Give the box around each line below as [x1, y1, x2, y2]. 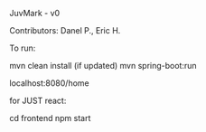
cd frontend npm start [9, 113, 91, 123]
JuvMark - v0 [9, 8, 61, 18]
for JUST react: [9, 95, 67, 106]
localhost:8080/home [9, 78, 89, 89]
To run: [9, 42, 36, 53]
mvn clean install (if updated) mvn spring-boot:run [9, 61, 197, 71]
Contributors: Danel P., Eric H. [9, 25, 121, 35]
